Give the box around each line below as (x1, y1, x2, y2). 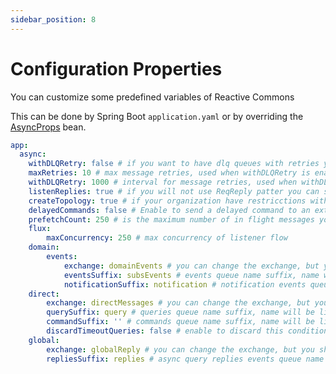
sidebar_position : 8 (10, 14, 97, 25)
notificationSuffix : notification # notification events (63, 279, 307, 290)
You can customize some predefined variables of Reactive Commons (10, 91, 295, 103)
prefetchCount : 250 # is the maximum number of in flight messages (28, 214, 315, 225)
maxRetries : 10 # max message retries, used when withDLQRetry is (28, 168, 311, 178)
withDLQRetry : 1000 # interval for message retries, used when (28, 177, 298, 188)
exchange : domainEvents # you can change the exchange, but (63, 261, 320, 271)
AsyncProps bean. (10, 121, 87, 133)
